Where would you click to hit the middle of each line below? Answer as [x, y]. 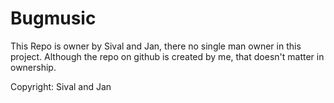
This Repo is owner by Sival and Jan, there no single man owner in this [156, 46]
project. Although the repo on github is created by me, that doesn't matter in [167, 56]
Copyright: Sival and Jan [61, 86]
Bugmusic [53, 18]
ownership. [33, 67]
